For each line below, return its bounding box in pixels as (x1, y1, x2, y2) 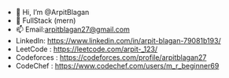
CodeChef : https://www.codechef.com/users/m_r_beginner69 (15, 61, 220, 70)
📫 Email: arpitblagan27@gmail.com (15, 24, 130, 34)
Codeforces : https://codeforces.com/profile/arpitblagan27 (15, 53, 207, 62)
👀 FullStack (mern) (15, 16, 76, 25)
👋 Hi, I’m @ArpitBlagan (15, 8, 90, 17)
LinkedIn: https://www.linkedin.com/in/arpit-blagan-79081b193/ (15, 36, 222, 45)
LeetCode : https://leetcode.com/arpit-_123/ (15, 44, 158, 54)
